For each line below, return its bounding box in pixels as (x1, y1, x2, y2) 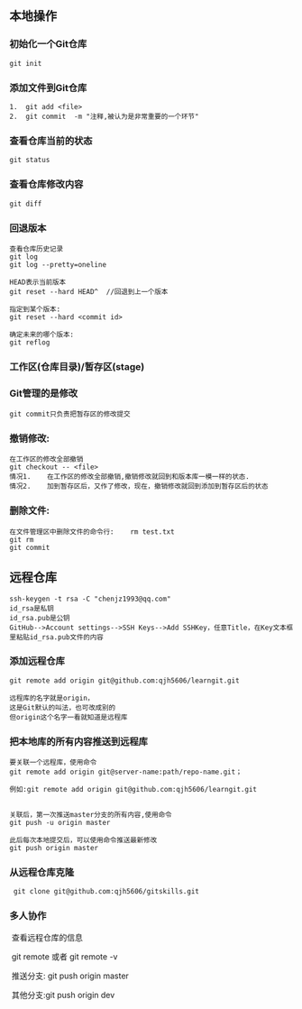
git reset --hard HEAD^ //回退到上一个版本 (9, 287, 169, 296)
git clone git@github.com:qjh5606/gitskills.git (13, 887, 200, 896)
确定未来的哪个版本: (9, 330, 75, 339)
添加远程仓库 (9, 655, 66, 667)
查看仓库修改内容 (9, 179, 84, 191)
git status (9, 156, 50, 165)
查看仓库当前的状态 (9, 134, 93, 147)
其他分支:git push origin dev (11, 989, 115, 1000)
